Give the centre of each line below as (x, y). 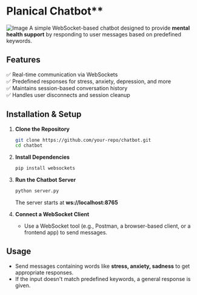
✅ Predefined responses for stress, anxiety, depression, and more (89, 81)
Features (23, 60)
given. (23, 285)
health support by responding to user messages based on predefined (94, 34)
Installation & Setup (44, 114)
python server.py (37, 191)
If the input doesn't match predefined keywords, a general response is (103, 279)
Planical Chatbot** (55, 11)
